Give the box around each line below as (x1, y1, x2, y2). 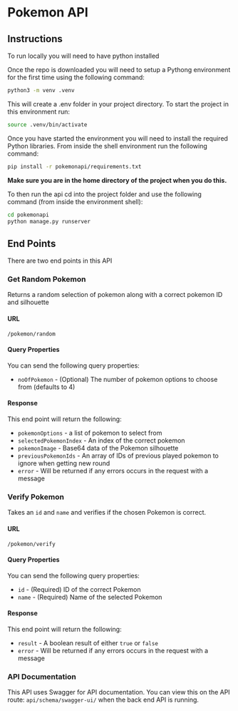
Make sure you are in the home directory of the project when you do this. (7, 176, 227, 184)
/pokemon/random (7, 330, 56, 338)
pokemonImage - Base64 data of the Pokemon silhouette (17, 444, 179, 453)
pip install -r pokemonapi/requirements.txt (7, 163, 142, 170)
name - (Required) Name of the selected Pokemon (17, 592, 162, 601)
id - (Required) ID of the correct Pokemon (17, 585, 141, 593)
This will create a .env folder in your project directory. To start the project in (7, 99, 229, 108)
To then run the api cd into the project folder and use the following (7, 190, 202, 198)
